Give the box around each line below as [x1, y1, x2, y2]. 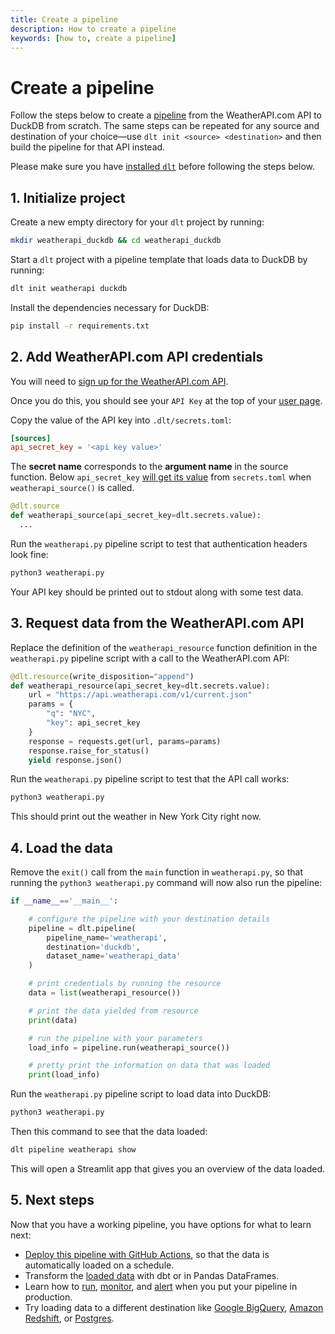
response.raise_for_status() [28, 746, 150, 756]
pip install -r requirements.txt [10, 321, 150, 331]
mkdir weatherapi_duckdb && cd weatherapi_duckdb [10, 236, 222, 246]
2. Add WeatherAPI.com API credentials [10, 349, 264, 366]
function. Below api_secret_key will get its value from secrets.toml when [10, 471, 312, 483]
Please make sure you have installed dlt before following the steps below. [10, 161, 316, 173]
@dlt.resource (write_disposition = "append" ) [10, 671, 195, 681]
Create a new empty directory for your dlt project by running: [10, 216, 265, 228]
